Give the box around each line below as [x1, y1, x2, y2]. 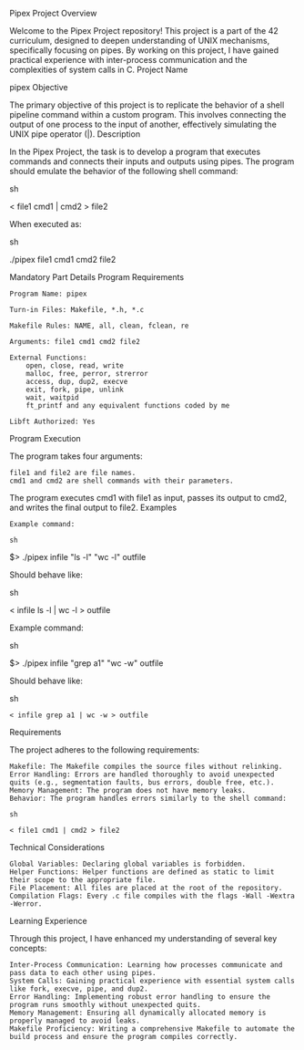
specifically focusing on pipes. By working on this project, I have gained [9, 45, 279, 56]
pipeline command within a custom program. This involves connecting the [9, 109, 287, 120]
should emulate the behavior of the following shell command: [9, 166, 238, 176]
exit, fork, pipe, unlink [25, 385, 125, 394]
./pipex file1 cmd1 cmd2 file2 [9, 255, 117, 265]
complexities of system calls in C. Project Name [9, 64, 188, 75]
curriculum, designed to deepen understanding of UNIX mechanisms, [9, 36, 270, 46]
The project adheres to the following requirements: [9, 744, 200, 755]
